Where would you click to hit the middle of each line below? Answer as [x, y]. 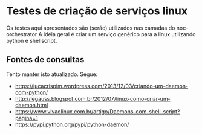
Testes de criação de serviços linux [97, 11]
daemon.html [31, 105]
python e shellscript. [32, 40]
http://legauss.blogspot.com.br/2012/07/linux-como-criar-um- [93, 98]
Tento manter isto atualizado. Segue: [52, 74]
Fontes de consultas [45, 59]
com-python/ [31, 92]
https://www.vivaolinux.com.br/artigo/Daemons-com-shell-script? [97, 111]
